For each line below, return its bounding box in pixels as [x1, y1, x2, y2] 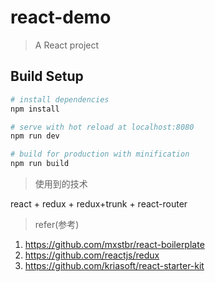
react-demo [10, 6, 112, 29]
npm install [10, 104, 60, 114]
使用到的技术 [34, 178, 88, 190]
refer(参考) [34, 219, 80, 230]
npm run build [10, 159, 70, 169]
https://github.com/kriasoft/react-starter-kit [24, 260, 205, 271]
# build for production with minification [10, 149, 190, 160]
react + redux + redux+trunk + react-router [10, 198, 188, 210]
